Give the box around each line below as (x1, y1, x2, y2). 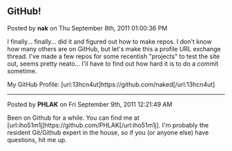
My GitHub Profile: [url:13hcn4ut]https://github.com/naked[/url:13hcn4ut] (7, 80, 215, 89)
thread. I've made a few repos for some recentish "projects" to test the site (7, 52, 220, 60)
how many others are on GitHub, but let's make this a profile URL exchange (7, 44, 221, 53)
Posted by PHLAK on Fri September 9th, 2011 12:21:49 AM (7, 100, 173, 108)
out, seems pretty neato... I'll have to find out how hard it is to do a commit (7, 59, 219, 68)
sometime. (7, 66, 37, 75)
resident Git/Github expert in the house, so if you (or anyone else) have (7, 128, 209, 136)
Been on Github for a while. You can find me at (7, 114, 140, 122)
